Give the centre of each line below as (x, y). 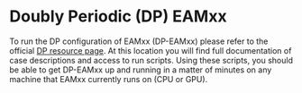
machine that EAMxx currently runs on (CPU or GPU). (109, 79)
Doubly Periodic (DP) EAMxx (118, 17)
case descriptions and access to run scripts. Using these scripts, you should (151, 60)
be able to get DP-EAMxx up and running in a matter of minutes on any (141, 70)
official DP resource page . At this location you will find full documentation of (151, 50)
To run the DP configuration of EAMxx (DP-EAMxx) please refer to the (139, 41)
